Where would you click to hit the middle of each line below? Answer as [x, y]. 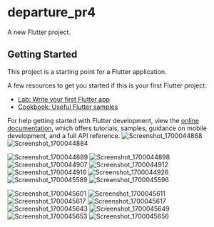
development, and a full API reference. [64, 135]
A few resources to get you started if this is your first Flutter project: [107, 85]
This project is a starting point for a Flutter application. [87, 71]
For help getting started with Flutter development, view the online [103, 120]
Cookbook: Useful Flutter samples [68, 107]
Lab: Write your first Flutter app [64, 99]
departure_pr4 [52, 12]
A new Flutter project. [39, 32]
